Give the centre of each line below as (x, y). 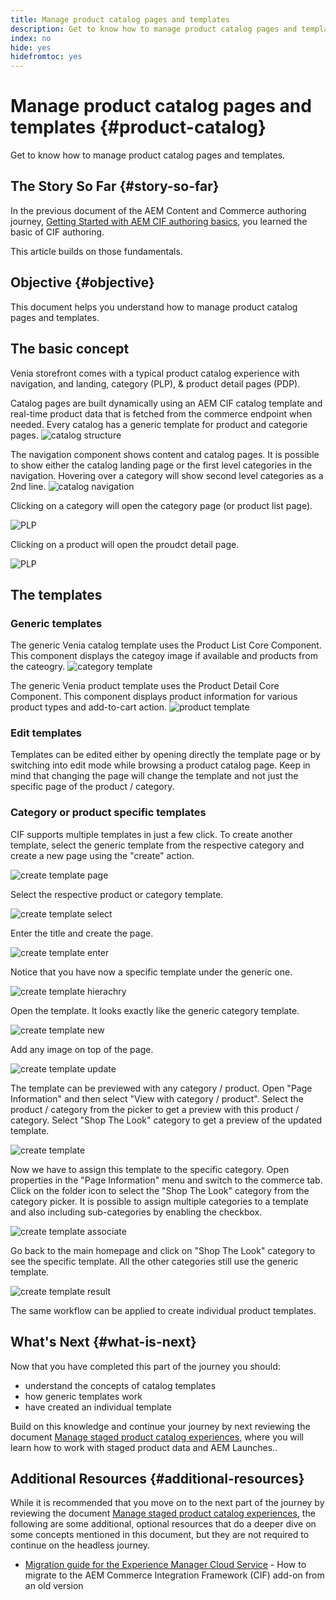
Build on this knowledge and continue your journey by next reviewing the (160, 1426)
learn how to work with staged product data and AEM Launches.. (144, 1447)
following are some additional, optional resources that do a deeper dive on (163, 1524)
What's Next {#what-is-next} (103, 1342)
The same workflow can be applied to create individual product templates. (163, 1310)
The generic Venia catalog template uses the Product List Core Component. (166, 645)
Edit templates (46, 733)
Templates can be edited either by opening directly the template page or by (165, 755)
